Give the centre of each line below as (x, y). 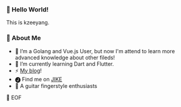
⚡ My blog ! (28, 71)
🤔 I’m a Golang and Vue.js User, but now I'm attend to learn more (95, 51)
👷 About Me (24, 38)
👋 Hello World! (28, 10)
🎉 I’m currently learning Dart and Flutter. (64, 64)
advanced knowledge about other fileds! (65, 57)
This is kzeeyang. (28, 23)
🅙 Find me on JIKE (38, 79)
